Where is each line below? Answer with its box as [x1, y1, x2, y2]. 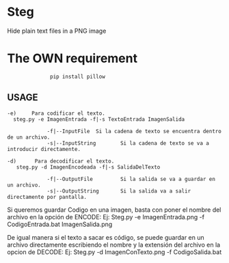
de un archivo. [7, 134, 51, 141]
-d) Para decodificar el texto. [7, 158, 115, 165]
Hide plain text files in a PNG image [7, 27, 107, 35]
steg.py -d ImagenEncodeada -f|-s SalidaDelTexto [16, 163, 161, 171]
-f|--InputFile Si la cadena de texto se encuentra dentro [46, 128, 222, 135]
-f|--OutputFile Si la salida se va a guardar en [46, 176, 215, 182]
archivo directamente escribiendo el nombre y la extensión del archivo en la [7, 240, 221, 249]
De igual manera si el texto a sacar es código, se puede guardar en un [7, 233, 205, 241]
